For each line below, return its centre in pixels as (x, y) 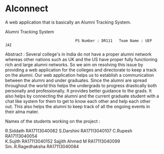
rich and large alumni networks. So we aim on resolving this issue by (74, 64)
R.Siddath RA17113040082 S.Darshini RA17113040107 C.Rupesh (69, 130)
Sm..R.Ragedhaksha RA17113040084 (42, 146)
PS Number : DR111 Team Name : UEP (114, 41)
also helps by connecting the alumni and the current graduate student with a (82, 96)
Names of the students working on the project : (53, 121)
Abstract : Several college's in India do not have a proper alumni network (78, 54)
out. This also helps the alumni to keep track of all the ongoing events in (78, 106)
